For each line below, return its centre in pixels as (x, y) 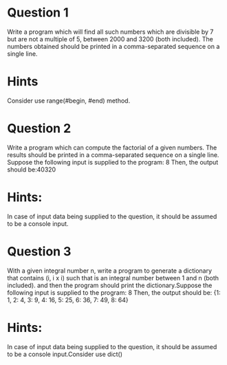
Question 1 (38, 13)
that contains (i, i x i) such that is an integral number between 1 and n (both (113, 278)
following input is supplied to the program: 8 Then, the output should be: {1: (114, 292)
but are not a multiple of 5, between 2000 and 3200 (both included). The (110, 39)
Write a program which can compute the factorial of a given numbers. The (112, 147)
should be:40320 (32, 169)
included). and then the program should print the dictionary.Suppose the (110, 285)
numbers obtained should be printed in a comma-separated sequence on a (113, 46)
